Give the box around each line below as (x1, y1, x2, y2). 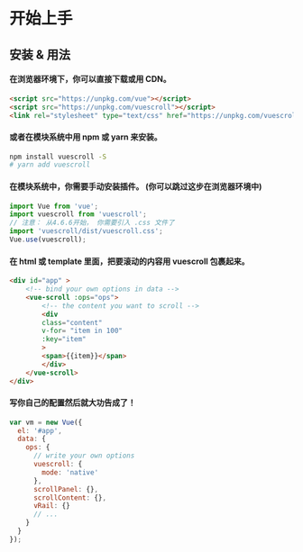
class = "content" (41, 318, 103, 327)
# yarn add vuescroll (9, 160, 91, 169)
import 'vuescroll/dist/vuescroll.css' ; (9, 227, 164, 236)
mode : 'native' (41, 467, 99, 477)
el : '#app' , (17, 426, 63, 435)
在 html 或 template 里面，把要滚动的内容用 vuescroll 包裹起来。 (9, 256, 250, 267)
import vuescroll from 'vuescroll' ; (9, 210, 147, 219)
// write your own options (32, 451, 135, 460)
